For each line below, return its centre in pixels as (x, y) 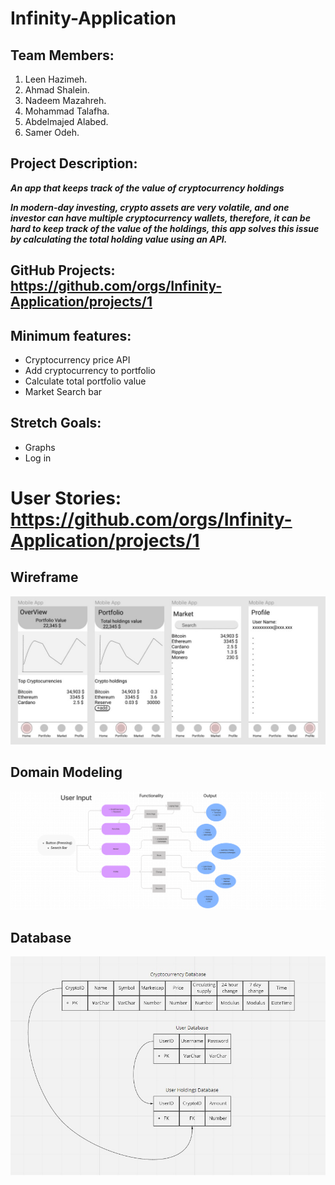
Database (41, 937)
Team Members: (62, 55)
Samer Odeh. (52, 132)
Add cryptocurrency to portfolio (90, 371)
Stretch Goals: (56, 423)
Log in (38, 458)
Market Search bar (63, 392)
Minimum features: (71, 335)
